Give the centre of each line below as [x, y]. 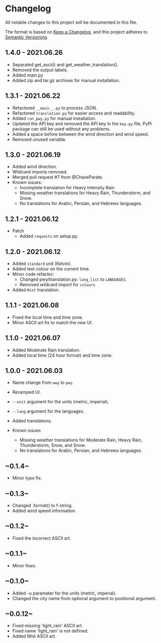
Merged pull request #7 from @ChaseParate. [58, 177]
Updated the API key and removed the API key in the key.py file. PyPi [82, 124]
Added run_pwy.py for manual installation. [54, 118]
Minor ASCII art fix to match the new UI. [52, 322]
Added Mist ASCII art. [34, 636]
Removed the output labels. [40, 70]
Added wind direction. [35, 167]
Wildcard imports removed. [40, 172]
